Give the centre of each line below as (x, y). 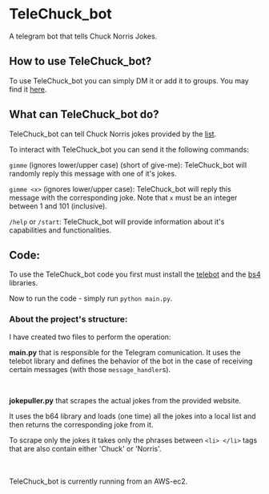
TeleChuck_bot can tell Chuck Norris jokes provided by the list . (113, 134)
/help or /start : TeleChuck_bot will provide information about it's (117, 221)
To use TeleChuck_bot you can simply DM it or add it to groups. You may (129, 80)
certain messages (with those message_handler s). (90, 369)
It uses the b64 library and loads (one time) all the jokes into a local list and (132, 416)
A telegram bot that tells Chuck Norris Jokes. (83, 36)
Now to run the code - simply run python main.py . (91, 298)
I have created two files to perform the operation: (90, 337)
